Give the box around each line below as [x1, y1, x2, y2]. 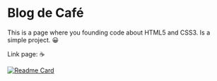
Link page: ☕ [7, 49, 45, 58]
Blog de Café [7, 5, 84, 21]
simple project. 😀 [7, 35, 59, 44]
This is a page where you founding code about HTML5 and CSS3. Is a [7, 28, 211, 37]
